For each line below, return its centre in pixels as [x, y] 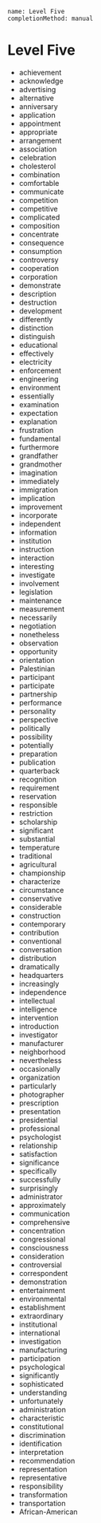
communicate [41, 192]
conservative [40, 899]
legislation [36, 592]
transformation [43, 1494]
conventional [40, 941]
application [37, 115]
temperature [39, 847]
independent [40, 523]
